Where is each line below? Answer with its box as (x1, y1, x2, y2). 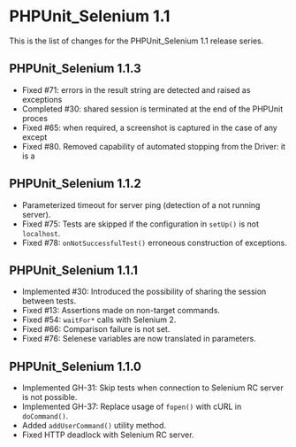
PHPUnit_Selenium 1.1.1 (9, 263, 139, 278)
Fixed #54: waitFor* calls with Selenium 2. (21, 314, 177, 325)
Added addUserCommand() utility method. (21, 420, 166, 431)
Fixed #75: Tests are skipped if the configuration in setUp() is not (21, 219, 259, 229)
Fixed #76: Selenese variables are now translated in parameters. (21, 334, 256, 344)
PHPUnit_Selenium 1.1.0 (9, 358, 141, 374)
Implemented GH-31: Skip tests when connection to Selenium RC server (21, 382, 285, 393)
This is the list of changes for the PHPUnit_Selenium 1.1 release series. (9, 35, 264, 46)
